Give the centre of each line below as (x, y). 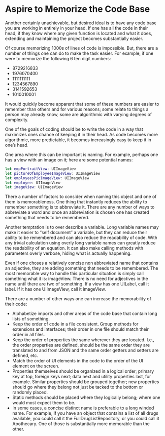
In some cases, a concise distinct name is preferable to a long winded (83, 408)
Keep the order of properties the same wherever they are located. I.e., (83, 340)
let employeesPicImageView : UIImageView (47, 178)
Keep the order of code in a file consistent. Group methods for (75, 324)
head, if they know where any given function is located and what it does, (79, 33)
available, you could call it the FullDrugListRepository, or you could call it (85, 419)
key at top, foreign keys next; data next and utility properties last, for (82, 377)
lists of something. (31, 319)
